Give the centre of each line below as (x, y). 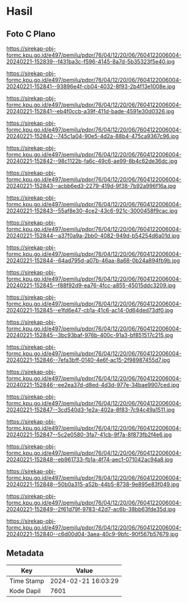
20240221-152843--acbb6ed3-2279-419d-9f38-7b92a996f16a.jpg (91, 186)
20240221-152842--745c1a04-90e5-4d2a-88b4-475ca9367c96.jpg (93, 136)
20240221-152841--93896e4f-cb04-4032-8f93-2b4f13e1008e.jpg (91, 86)
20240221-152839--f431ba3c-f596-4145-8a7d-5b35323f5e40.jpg (91, 62)
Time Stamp (27, 581)
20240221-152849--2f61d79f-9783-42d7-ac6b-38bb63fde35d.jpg (91, 509)
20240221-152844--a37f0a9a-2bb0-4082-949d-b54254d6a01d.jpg (93, 236)
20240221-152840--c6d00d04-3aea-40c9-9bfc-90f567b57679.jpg (92, 534)
